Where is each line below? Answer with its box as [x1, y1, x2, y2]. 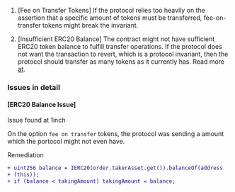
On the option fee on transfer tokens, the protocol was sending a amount [7, 130, 224, 138]
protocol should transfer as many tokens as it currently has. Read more [17, 57, 225, 66]
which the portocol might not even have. [7, 137, 125, 146]
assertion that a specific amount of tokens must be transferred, [17, 13, 202, 22]
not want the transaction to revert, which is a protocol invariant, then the [17, 50, 229, 58]
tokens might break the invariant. [42, 21, 139, 29]
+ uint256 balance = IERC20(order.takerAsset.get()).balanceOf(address [7, 164, 223, 172]
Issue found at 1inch [7, 116, 66, 125]
